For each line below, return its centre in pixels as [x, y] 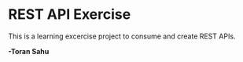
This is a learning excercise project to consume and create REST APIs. [122, 36]
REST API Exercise [70, 15]
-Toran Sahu [29, 51]
